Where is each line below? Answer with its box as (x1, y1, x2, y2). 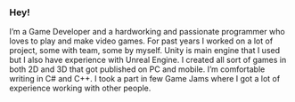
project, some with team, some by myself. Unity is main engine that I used (9, 45, 281, 56)
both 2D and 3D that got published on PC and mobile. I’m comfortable (9, 64, 266, 75)
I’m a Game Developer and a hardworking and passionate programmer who (9, 27, 285, 37)
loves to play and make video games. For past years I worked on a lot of (9, 35, 274, 46)
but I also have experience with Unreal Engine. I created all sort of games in (9, 55, 287, 66)
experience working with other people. (9, 82, 152, 94)
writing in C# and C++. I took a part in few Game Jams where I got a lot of (9, 74, 281, 84)
